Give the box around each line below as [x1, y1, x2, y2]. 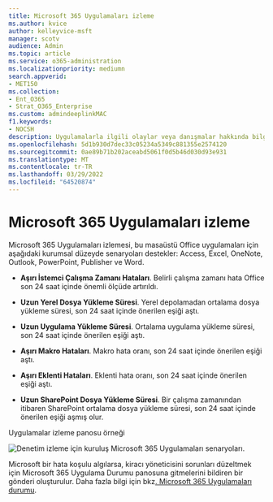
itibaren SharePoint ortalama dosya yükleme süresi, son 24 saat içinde [19, 403, 256, 413]
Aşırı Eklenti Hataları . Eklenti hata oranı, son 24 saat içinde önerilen [19, 370, 248, 380]
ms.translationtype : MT [8, 155, 89, 163]
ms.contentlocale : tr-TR [8, 163, 93, 171]
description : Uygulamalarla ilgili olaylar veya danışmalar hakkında [8, 132, 249, 141]
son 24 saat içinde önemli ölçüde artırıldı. [19, 281, 158, 291]
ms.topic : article [8, 50, 71, 58]
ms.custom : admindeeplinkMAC [8, 110, 107, 119]
